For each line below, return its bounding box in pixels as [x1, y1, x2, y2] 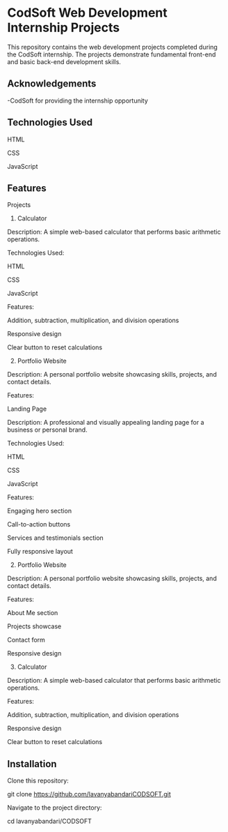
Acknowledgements [7, 78, 97, 90]
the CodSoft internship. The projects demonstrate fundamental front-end [7, 50, 216, 59]
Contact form [7, 636, 45, 644]
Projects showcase [7, 622, 62, 630]
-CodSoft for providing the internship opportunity [7, 96, 148, 105]
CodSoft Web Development [7, 5, 168, 21]
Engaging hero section [7, 507, 72, 515]
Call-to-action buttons [7, 520, 71, 529]
